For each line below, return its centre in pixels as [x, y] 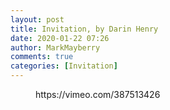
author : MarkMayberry [55, 47]
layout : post [37, 19]
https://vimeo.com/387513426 [98, 94]
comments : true [42, 57]
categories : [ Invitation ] [64, 66]
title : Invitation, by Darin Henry [84, 29]
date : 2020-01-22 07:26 [60, 38]
